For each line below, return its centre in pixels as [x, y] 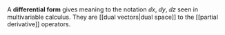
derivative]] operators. [39, 24]
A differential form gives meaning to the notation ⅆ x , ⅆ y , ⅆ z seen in [103, 9]
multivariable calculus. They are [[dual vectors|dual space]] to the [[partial [113, 17]
